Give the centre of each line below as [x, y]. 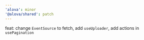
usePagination [20, 33]
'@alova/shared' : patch [29, 14]
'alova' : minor [21, 10]
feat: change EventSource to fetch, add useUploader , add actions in [72, 28]
